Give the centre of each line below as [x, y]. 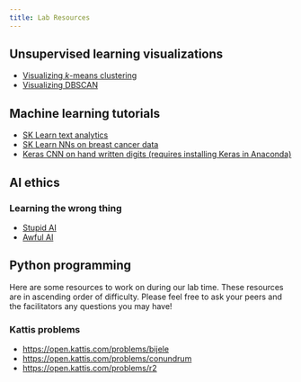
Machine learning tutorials [84, 113]
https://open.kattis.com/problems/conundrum [107, 359]
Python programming [71, 266]
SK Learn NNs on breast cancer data [90, 145]
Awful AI [38, 237]
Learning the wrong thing [66, 208]
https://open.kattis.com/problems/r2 [89, 369]
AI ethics [35, 182]
